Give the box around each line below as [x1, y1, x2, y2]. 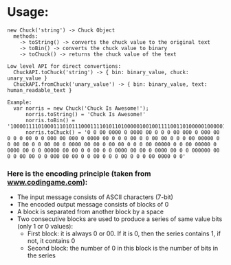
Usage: [7, 4, 49, 20]
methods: [13, 32, 38, 40]
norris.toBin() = [25, 117, 76, 124]
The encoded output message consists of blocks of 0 [16, 200, 169, 209]
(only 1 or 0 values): [16, 222, 74, 231]
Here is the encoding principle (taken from [7, 169, 151, 178]
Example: [7, 99, 32, 106]
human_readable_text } [7, 87, 72, 93]
